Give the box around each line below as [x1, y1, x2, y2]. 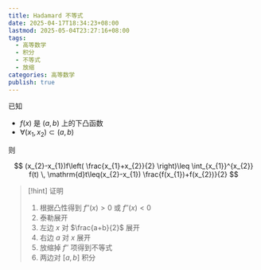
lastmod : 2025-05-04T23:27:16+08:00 [8, 26, 130, 34]
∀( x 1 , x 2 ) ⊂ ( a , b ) [19, 127, 74, 139]
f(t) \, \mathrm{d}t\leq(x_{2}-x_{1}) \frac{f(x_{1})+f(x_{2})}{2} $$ [29, 170, 239, 179]
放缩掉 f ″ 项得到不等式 [39, 243, 113, 252]
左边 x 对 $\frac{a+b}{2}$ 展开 [39, 223, 141, 233]
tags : [8, 33, 26, 42]
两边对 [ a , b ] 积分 [39, 252, 96, 263]
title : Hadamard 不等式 [8, 11, 84, 20]
